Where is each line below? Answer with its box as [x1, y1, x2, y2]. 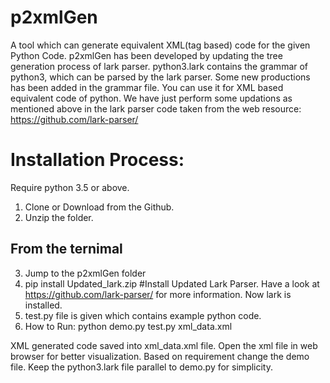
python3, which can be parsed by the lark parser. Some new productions [10, 71, 311, 83]
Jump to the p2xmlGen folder [24, 267, 147, 279]
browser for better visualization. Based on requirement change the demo [10, 350, 310, 362]
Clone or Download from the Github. [24, 201, 175, 213]
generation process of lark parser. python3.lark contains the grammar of [10, 60, 309, 72]
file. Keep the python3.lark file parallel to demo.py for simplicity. [10, 361, 274, 373]
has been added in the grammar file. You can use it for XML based [10, 81, 284, 93]
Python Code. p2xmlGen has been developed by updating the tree [10, 49, 283, 61]
